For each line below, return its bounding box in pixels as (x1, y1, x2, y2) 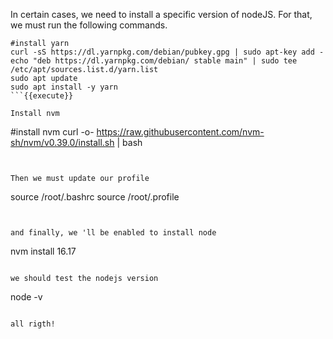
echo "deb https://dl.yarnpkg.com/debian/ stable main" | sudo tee (10, 56, 298, 66)
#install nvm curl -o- (10, 126, 95, 138)
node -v (10, 291, 43, 303)
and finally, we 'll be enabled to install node (10, 228, 217, 238)
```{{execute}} (10, 91, 74, 101)
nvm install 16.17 (10, 245, 77, 257)
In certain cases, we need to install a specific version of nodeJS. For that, (10, 9, 313, 20)
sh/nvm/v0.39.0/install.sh (10, 137, 115, 148)
